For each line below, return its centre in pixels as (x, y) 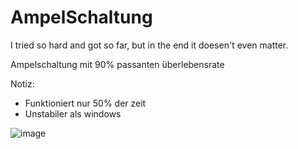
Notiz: (22, 83)
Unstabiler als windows (73, 113)
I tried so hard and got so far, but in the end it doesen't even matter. (149, 45)
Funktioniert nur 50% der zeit (85, 103)
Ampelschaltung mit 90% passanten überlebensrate (117, 64)
